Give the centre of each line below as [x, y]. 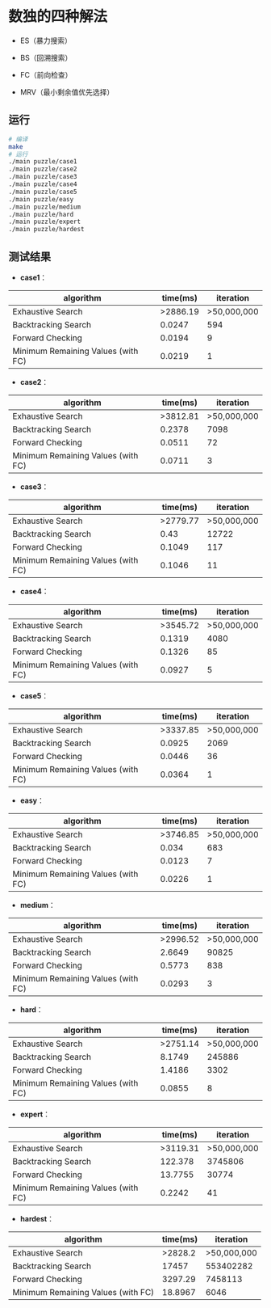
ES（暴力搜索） [46, 40]
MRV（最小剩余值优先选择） [67, 92]
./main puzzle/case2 [43, 169]
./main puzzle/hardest [46, 230]
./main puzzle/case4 [43, 184]
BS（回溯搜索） [46, 57]
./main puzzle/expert [45, 222]
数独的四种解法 [58, 17]
